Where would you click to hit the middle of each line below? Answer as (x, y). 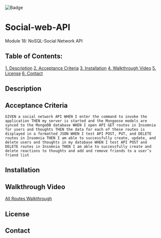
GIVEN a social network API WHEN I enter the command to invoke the (76, 117)
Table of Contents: (34, 56)
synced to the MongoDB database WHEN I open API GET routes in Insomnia (80, 125)
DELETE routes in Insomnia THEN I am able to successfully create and (78, 146)
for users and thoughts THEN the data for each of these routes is (75, 129)
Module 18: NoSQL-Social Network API (44, 41)
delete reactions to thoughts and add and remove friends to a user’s (78, 151)
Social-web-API (38, 27)
